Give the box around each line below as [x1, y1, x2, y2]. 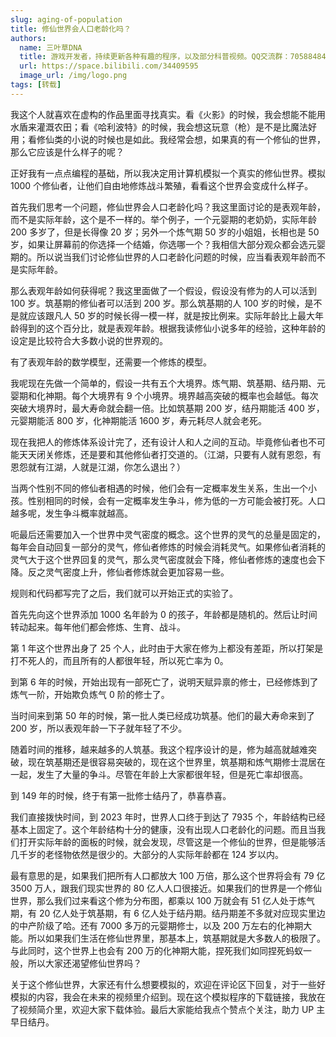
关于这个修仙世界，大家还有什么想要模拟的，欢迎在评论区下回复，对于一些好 [10, 978, 326, 990]
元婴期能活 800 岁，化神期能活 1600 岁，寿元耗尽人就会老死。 [10, 414, 268, 426]
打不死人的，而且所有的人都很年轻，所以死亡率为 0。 [10, 654, 229, 666]
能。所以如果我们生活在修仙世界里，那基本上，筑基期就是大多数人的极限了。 [10, 932, 326, 944]
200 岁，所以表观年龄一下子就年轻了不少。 [10, 722, 188, 734]
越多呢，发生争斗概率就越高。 [10, 507, 133, 519]
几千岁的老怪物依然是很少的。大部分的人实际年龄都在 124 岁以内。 [10, 848, 284, 860]
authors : [10, 33, 47, 43]
